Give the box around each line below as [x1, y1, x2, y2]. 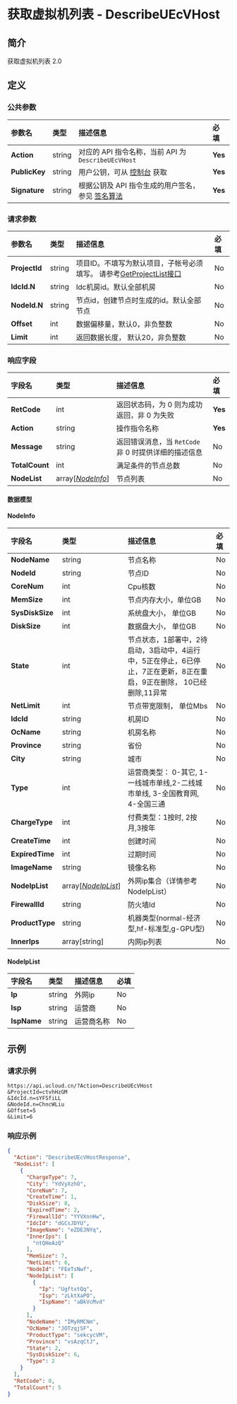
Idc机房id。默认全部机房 [75, 282, 157, 292]
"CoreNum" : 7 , [25, 1187, 68, 1194]
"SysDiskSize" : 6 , [25, 1351, 80, 1358]
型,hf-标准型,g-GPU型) [127, 924, 205, 934]
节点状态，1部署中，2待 [127, 635, 208, 645]
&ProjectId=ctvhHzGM [7, 1088, 68, 1096]
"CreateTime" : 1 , [25, 1193, 78, 1200]
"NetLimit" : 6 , [25, 1259, 71, 1266]
